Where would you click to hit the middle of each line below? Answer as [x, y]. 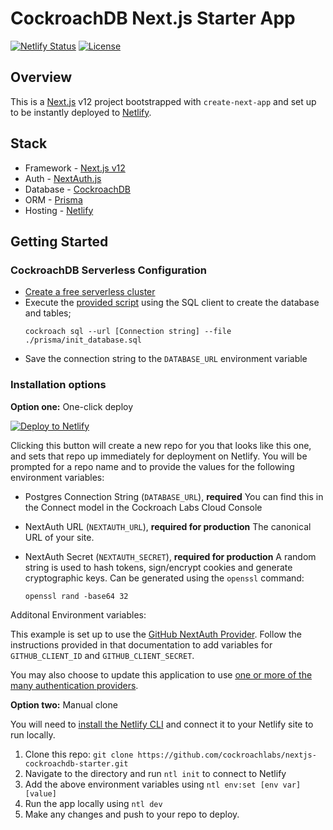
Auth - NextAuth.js [63, 178]
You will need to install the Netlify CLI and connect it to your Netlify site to [162, 724]
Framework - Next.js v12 [75, 168]
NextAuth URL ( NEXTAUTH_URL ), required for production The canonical [168, 526]
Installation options [58, 385]
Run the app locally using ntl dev [93, 803]
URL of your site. [59, 537]
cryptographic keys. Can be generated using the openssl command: [164, 578]
